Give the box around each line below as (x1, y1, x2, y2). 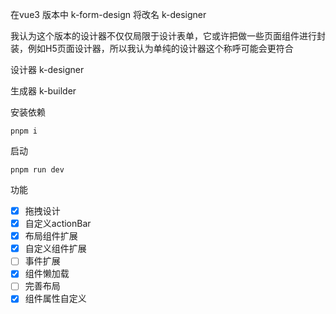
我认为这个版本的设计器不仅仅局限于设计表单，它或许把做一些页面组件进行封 (10, 30, 326, 42)
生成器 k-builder (10, 85, 77, 97)
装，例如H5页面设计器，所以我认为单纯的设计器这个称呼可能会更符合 (10, 43, 294, 54)
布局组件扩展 (24, 230, 78, 242)
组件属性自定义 (24, 293, 87, 305)
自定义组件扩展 (24, 243, 87, 255)
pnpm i (10, 126, 38, 136)
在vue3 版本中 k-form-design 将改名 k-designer (10, 9, 207, 20)
